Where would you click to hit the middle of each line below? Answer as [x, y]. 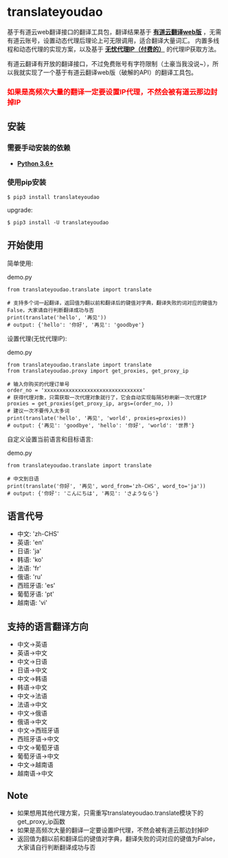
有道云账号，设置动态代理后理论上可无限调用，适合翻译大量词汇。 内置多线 [113, 40]
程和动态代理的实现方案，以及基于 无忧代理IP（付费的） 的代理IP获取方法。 [114, 49]
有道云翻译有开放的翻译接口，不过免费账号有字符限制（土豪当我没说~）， [110, 63]
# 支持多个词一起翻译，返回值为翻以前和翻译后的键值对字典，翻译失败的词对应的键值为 [112, 303]
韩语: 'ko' [30, 560]
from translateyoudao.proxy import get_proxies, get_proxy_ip [98, 371]
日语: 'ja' [29, 551]
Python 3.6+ [35, 163]
